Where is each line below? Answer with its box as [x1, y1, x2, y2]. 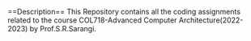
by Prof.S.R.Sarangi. [29, 24, 96, 33]
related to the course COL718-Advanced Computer [7, 15, 177, 25]
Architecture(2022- [178, 15, 244, 25]
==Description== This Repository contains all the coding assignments [7, 7, 240, 16]
